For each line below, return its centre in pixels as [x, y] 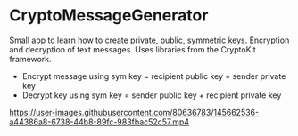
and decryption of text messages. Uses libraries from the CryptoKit [132, 49]
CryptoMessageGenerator [109, 16]
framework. [30, 59]
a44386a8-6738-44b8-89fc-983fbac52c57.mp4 [99, 122]
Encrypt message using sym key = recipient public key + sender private [154, 76]
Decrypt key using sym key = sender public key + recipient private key [152, 95]
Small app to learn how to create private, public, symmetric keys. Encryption [149, 40]
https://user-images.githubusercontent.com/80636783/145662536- [134, 112]
